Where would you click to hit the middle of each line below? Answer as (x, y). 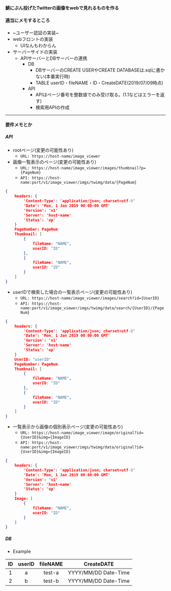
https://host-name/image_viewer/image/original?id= (88, 433)
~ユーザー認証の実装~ (36, 33)
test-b (51, 581)
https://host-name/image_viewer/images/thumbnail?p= (89, 168)
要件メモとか (19, 125)
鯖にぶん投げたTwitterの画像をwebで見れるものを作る (62, 8)
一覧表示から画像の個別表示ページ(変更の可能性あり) (68, 427)
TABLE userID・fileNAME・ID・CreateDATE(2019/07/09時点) (99, 83)
